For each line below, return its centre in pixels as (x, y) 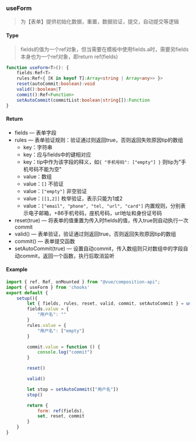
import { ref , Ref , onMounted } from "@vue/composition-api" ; (83, 282)
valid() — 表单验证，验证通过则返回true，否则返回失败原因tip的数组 (95, 234)
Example (17, 270)
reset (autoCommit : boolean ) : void (56, 84)
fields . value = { (48, 309)
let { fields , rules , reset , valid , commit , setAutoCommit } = (105, 304)
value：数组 (38, 176)
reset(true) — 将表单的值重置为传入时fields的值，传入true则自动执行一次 (101, 220)
